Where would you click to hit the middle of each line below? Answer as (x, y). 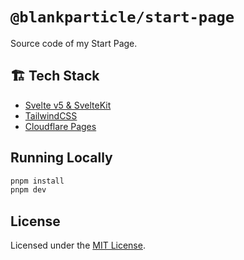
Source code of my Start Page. (74, 43)
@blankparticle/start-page (122, 17)
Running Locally (61, 158)
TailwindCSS (51, 115)
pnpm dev (28, 190)
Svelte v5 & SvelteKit (68, 105)
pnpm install (37, 181)
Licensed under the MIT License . (78, 245)
